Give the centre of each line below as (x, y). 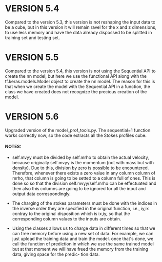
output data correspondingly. (41, 194)
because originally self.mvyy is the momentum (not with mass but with (83, 163)
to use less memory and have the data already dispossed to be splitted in (79, 32)
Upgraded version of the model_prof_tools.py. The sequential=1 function (78, 130)
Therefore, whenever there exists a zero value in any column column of (84, 173)
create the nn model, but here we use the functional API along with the (76, 76)
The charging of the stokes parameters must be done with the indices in (84, 203)
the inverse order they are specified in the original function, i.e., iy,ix (81, 209)
